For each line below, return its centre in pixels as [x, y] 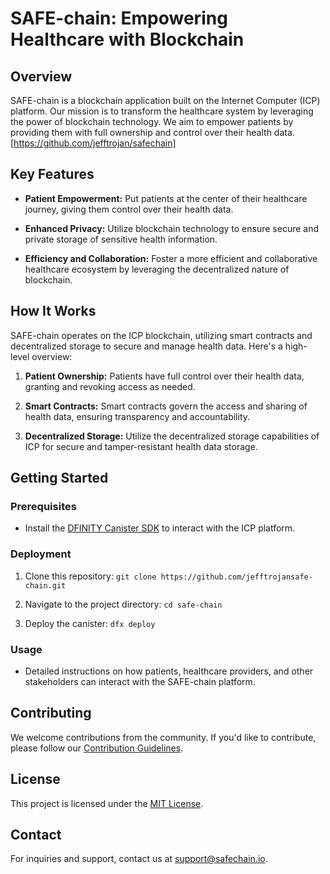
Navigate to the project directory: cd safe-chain [123, 604]
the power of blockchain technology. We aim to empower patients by [152, 121]
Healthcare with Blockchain [127, 39]
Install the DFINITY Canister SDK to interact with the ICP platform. [160, 528]
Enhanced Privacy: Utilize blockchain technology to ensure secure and [172, 228]
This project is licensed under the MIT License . [107, 803]
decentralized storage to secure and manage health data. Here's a [146, 346]
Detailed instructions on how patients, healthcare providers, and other [169, 671]
